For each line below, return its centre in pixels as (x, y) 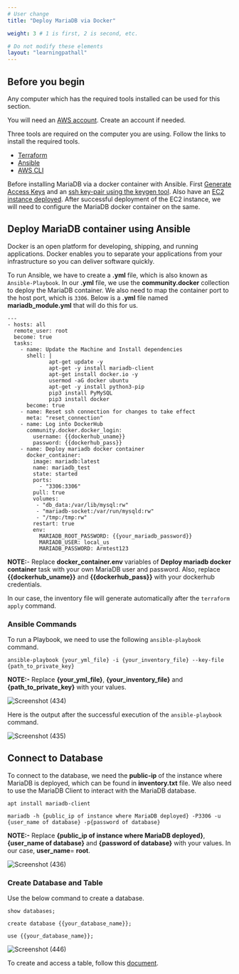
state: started (55, 473)
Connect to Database (55, 758)
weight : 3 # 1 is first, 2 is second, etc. (73, 33)
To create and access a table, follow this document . (83, 963)
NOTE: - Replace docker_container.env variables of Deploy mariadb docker (119, 562)
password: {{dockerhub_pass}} (78, 443)
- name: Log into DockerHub (62, 424)
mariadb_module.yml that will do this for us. (73, 305)
